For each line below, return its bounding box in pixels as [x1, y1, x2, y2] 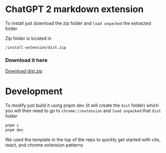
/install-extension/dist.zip [5, 45, 66, 50]
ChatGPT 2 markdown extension [5, 4, 144, 15]
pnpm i [5, 123, 19, 128]
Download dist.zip [5, 68, 43, 74]
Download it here [5, 56, 48, 63]
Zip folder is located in [5, 35, 52, 41]
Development [5, 86, 63, 97]
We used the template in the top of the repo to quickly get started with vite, [5, 136, 161, 142]
